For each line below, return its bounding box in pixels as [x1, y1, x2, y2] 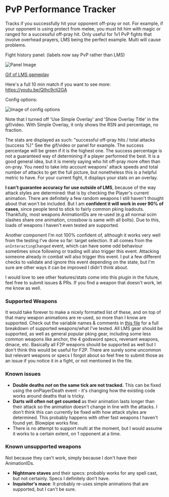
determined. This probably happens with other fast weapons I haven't [12, 414, 158, 420]
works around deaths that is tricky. [12, 392, 85, 399]
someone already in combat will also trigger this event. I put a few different [5, 253, 161, 259]
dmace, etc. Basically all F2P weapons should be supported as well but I [5, 342, 156, 348]
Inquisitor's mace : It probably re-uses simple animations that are [12, 481, 149, 487]
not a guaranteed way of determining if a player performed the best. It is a [5, 153, 160, 159]
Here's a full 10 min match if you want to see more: [5, 81, 111, 87]
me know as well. [5, 285, 41, 291]
